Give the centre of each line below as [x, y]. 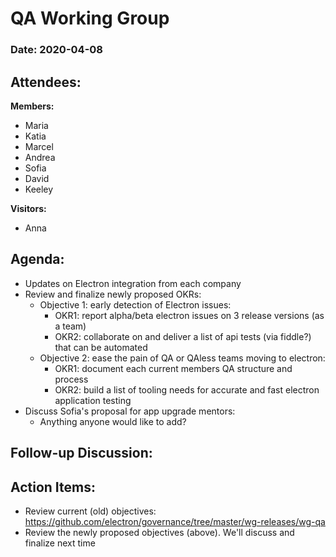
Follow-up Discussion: [81, 453]
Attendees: [46, 82]
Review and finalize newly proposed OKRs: [113, 294]
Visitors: [28, 208]
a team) [70, 326]
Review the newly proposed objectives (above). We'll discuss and [159, 532]
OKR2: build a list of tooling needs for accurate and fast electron [187, 389]
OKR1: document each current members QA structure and [173, 368]
